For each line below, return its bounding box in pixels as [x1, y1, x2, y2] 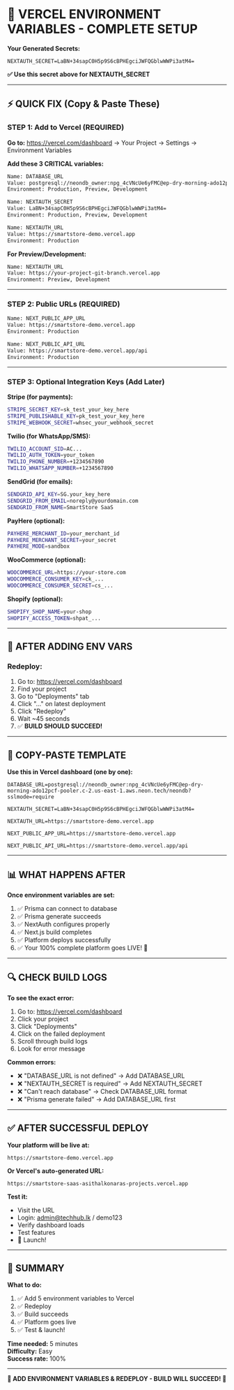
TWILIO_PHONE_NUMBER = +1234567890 [7, 458, 104, 465]
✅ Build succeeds [17, 1310, 69, 1319]
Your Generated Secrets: [7, 44, 81, 52]
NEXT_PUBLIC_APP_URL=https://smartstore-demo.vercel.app [7, 831, 176, 837]
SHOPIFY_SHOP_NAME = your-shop [7, 608, 92, 615]
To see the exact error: [7, 993, 75, 1002]
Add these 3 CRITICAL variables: [7, 159, 104, 168]
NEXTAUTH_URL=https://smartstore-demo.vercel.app [7, 818, 155, 825]
